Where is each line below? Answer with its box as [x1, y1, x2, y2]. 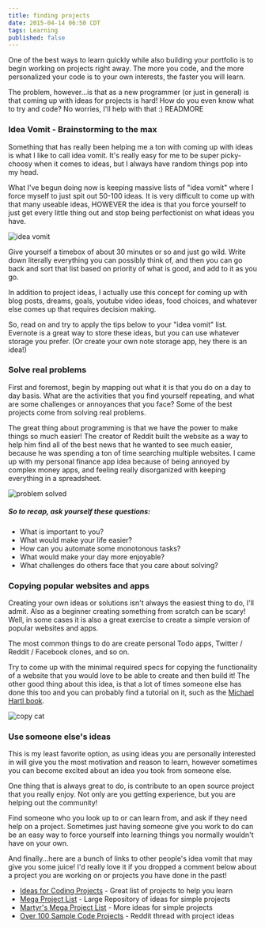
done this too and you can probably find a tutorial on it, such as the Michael [8, 687, 255, 697]
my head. [8, 167, 39, 176]
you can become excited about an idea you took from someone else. [8, 766, 232, 775]
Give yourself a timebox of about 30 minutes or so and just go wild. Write [8, 247, 247, 256]
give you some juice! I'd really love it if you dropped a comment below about [8, 862, 257, 872]
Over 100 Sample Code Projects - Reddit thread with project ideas [19, 911, 235, 921]
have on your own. [8, 839, 69, 848]
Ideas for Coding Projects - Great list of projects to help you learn [19, 886, 233, 896]
